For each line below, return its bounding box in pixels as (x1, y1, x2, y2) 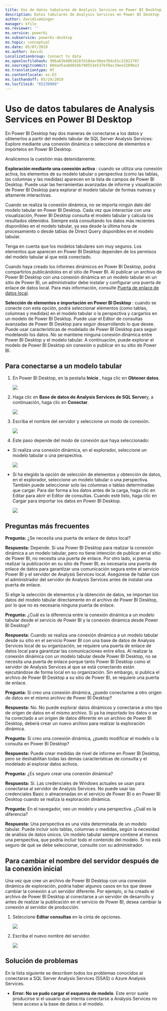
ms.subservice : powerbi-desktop (5, 35, 72, 40)
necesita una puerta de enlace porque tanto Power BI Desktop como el (5, 659, 151, 665)
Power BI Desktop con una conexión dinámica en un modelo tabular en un (5, 274, 157, 280)
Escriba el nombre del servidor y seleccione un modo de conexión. (12, 418, 150, 424)
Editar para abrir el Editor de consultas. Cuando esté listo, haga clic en (12, 493, 157, 499)
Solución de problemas (5, 957, 78, 965)
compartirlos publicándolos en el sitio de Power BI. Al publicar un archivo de (5, 269, 162, 275)
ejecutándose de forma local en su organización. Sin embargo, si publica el (5, 670, 160, 675)
